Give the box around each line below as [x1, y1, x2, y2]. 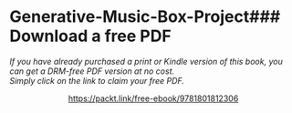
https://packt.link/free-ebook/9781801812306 [68, 93, 239, 104]
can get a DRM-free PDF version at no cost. [9, 66, 175, 77]
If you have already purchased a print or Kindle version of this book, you [9, 56, 283, 67]
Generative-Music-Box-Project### [9, 6, 281, 27]
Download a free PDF [9, 26, 172, 46]
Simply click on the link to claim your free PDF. [9, 75, 185, 86]
